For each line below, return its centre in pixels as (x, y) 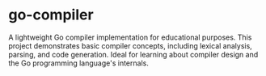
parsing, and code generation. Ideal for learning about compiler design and (133, 54)
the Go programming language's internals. (79, 63)
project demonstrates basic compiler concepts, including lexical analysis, (130, 45)
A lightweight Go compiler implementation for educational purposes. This (130, 37)
